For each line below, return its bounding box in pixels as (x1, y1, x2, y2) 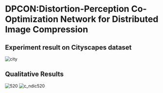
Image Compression (5, 24, 89, 35)
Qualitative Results (5, 70, 64, 78)
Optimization (5, 14, 58, 25)
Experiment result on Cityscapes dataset (5, 43, 132, 51)
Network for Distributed (60, 14, 159, 25)
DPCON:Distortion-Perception (5, 3, 130, 15)
